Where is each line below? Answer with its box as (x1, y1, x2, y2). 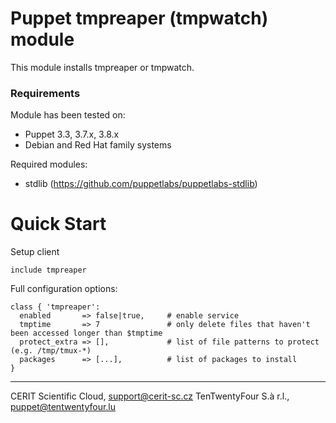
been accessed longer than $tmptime (10, 328, 163, 339)
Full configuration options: (10, 283, 118, 295)
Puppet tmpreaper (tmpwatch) (10, 7, 269, 30)
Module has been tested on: (10, 109, 126, 121)
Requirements (10, 86, 81, 100)
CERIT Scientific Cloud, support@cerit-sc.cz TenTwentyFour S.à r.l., (10, 390, 290, 402)
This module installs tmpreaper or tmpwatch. (10, 61, 195, 73)
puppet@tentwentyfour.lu (10, 401, 117, 413)
